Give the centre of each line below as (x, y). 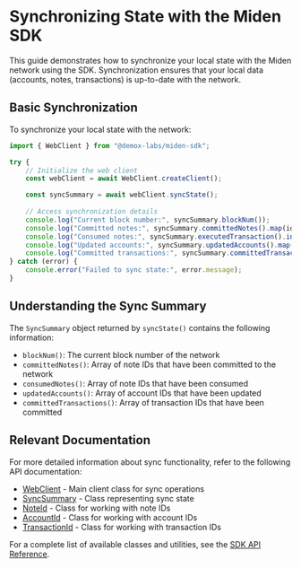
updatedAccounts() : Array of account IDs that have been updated (142, 393)
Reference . (30, 554)
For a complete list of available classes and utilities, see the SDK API (135, 544)
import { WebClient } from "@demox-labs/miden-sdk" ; (110, 145)
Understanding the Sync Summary (108, 306)
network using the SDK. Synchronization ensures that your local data (137, 70)
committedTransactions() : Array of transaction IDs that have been (143, 402)
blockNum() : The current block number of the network (121, 354)
